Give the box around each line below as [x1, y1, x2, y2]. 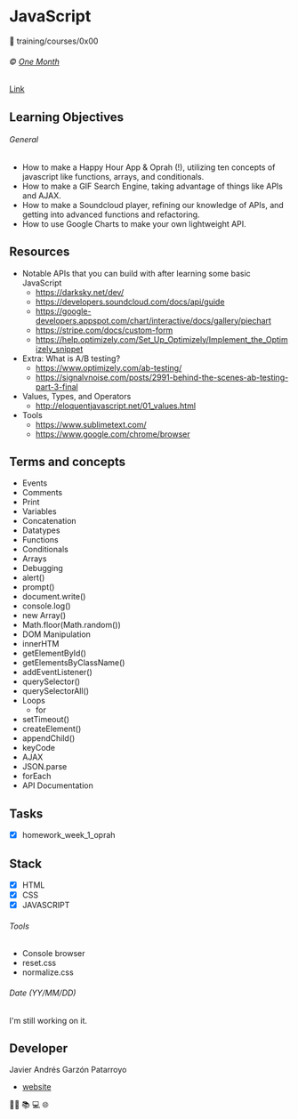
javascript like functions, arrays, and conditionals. [21, 171, 205, 181]
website [21, 1082, 52, 1092]
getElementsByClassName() [21, 657, 125, 668]
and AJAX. [21, 189, 62, 201]
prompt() [21, 582, 55, 592]
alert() [21, 572, 45, 584]
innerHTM [21, 639, 60, 649]
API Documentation [21, 780, 93, 791]
